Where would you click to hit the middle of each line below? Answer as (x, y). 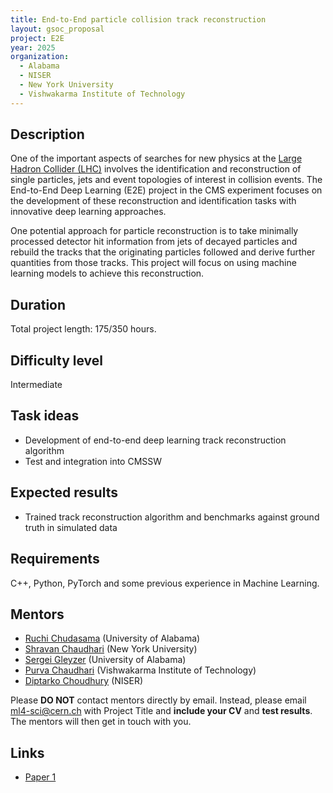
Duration (38, 304)
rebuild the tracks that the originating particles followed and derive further (163, 252)
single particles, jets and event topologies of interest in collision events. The (166, 180)
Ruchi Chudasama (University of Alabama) (112, 638)
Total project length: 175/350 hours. (83, 329)
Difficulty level (56, 360)
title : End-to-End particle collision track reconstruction (138, 19)
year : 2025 (33, 47)
